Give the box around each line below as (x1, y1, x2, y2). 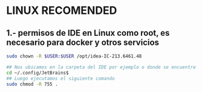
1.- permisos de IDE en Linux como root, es (6, 28, 170, 38)
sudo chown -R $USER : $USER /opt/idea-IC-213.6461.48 (6, 53, 142, 59)
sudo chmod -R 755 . (6, 81, 59, 87)
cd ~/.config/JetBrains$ (6, 70, 69, 76)
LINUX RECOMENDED (6, 4, 117, 18)
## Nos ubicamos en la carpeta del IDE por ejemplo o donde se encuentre (6, 64, 197, 70)
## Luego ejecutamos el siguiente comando (6, 75, 115, 82)
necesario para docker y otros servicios (6, 37, 159, 47)
